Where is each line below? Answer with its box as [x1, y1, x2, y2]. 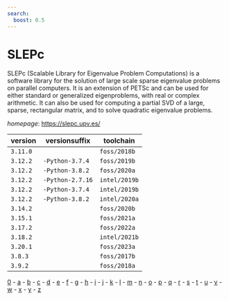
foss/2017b [99, 252, 135, 261]
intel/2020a [99, 195, 139, 203]
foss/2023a [99, 243, 135, 251]
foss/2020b [99, 205, 135, 213]
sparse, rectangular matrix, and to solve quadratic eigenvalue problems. [7, 106, 213, 114]
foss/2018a [99, 262, 135, 270]
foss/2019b [99, 157, 135, 165]
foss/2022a [99, 224, 135, 232]
